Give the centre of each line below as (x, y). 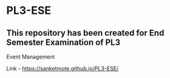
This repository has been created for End (85, 33)
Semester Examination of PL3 (63, 42)
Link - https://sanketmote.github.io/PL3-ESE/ (63, 68)
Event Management (31, 57)
